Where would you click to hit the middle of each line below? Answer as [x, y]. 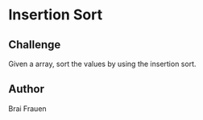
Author [26, 89]
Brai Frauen [27, 108]
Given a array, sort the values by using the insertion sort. [102, 64]
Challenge [35, 45]
